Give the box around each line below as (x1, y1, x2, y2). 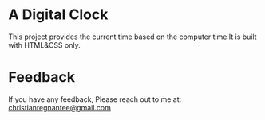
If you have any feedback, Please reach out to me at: (8, 94, 182, 104)
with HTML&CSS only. (8, 40, 81, 49)
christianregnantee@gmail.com (8, 103, 112, 112)
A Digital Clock (8, 6, 109, 24)
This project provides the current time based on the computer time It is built (8, 32, 257, 41)
